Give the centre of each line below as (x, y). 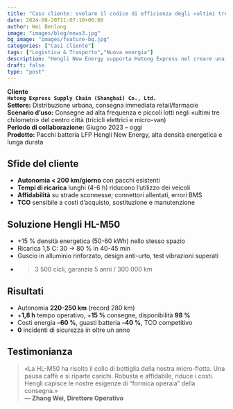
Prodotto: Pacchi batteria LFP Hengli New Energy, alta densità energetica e (115, 134)
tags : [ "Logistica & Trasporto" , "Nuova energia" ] (80, 53)
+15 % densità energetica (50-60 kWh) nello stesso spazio (101, 241)
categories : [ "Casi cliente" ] (51, 46)
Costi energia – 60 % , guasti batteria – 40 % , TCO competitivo (105, 322)
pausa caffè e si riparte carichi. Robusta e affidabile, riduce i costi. (119, 376)
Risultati (25, 291)
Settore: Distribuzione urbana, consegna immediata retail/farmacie (103, 105)
